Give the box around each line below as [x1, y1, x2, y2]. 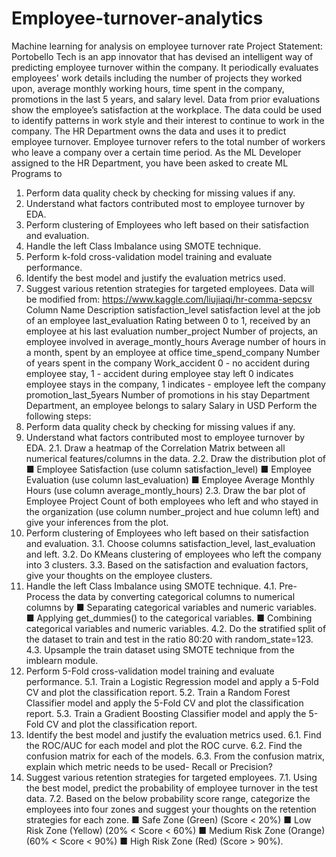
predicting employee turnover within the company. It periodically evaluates [11, 61, 319, 73]
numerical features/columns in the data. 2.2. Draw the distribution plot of [25, 452, 326, 464]
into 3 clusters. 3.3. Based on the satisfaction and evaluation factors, [25, 558, 309, 571]
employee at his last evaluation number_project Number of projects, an [25, 325, 319, 337]
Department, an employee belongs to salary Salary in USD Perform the [25, 399, 318, 411]
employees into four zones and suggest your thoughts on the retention [25, 803, 317, 815]
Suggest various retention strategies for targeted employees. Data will [25, 282, 315, 294]
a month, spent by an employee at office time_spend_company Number [25, 346, 321, 358]
